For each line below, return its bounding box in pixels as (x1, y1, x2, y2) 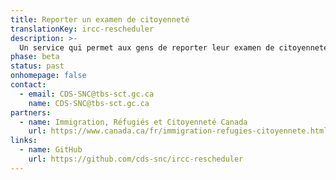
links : (10, 136, 38, 146)
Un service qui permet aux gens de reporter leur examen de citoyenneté (19, 42, 329, 53)
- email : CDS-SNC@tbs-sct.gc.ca (19, 89, 155, 99)
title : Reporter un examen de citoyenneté (10, 14, 190, 25)
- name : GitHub (19, 145, 83, 155)
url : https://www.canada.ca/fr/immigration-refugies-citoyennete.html (28, 126, 329, 136)
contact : (10, 80, 47, 90)
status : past (10, 61, 65, 71)
